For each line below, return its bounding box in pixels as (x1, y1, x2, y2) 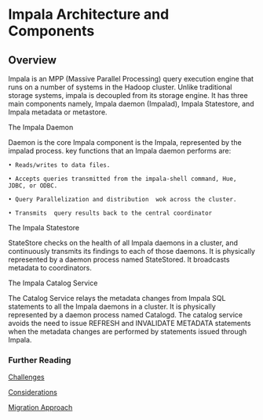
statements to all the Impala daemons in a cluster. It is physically (8, 302, 216, 311)
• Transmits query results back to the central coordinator (8, 209, 213, 217)
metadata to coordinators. (8, 263, 93, 272)
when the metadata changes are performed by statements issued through (8, 327, 247, 336)
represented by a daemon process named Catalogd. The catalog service (8, 310, 243, 319)
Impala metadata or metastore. (8, 107, 108, 117)
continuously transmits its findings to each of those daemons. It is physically (8, 247, 255, 255)
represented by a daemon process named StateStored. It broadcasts (8, 255, 230, 264)
